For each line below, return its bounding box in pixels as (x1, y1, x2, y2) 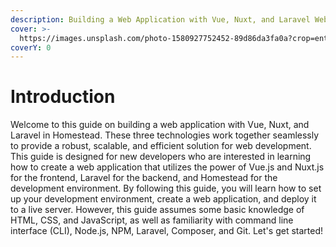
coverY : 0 (10, 42, 52, 53)
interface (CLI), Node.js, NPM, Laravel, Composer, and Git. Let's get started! (10, 225, 323, 237)
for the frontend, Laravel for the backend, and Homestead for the (10, 172, 278, 184)
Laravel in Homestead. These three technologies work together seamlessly (10, 129, 320, 141)
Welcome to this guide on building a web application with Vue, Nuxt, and (10, 119, 310, 131)
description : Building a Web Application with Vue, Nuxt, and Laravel (10, 14, 311, 25)
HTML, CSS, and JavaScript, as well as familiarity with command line (10, 214, 294, 226)
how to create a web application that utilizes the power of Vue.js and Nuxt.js (10, 161, 325, 173)
